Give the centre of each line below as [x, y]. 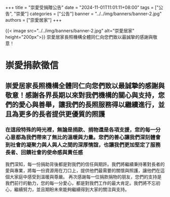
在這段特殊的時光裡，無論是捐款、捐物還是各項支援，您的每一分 [83, 129]
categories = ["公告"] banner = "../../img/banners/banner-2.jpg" [96, 14]
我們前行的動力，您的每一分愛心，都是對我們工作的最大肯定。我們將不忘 [80, 183]
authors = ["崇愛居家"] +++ [34, 20]
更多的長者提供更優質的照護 [62, 114]
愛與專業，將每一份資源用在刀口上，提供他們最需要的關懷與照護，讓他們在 [83, 170]
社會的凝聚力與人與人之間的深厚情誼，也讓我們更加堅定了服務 [86, 145]
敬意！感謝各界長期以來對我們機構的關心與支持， [82, 95]
